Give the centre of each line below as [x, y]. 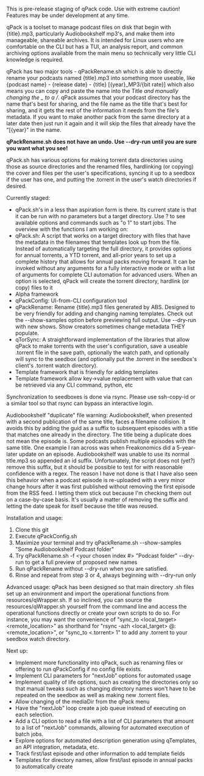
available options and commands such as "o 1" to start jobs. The [96, 223]
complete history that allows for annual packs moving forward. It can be [105, 262]
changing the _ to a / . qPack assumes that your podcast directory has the [98, 97]
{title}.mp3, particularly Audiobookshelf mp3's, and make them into [91, 34]
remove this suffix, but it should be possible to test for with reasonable [95, 467]
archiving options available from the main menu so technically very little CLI [101, 53]
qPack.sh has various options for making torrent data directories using [95, 160]
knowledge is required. [35, 60]
